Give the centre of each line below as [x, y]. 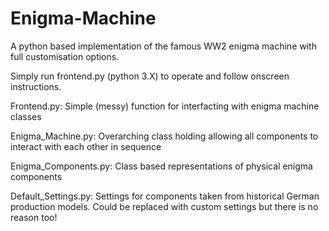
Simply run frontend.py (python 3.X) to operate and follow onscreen [150, 76]
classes [26, 116]
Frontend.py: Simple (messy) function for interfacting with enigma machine [165, 106]
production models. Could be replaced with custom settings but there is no [164, 206]
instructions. [36, 86]
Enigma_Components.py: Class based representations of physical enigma [161, 166]
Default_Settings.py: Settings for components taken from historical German [165, 196]
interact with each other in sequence [86, 146]
